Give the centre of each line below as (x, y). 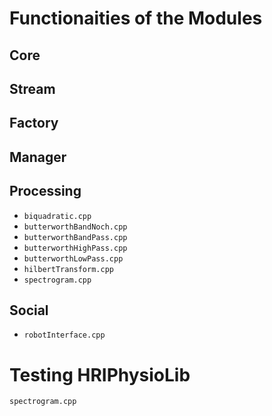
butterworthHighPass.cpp (75, 248)
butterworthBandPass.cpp (75, 237)
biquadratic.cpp (57, 216)
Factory (34, 123)
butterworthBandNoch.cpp (75, 227)
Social (29, 310)
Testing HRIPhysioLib (100, 374)
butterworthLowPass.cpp (73, 258)
